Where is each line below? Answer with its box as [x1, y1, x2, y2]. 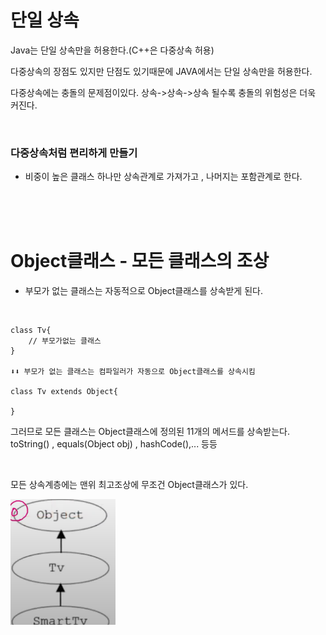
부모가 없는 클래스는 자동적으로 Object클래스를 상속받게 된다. [24, 285, 263, 297]
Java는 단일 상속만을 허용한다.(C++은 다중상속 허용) [10, 44, 215, 56]
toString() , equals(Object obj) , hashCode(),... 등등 [10, 438, 218, 450]
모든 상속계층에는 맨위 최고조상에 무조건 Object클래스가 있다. [10, 479, 249, 491]
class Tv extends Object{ [10, 387, 118, 397]
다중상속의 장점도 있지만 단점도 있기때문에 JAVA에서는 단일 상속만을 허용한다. [10, 65, 313, 77]
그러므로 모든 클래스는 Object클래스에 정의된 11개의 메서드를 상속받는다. [10, 426, 291, 438]
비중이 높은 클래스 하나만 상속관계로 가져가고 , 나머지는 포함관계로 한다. [24, 171, 303, 183]
